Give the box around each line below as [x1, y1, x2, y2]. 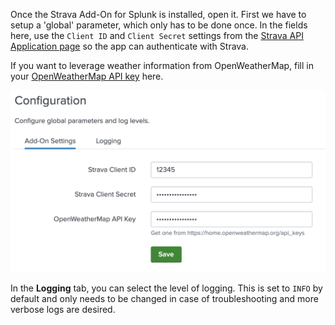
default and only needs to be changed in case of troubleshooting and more [10, 293, 319, 305]
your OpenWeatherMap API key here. [10, 70, 164, 82]
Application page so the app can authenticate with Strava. [10, 40, 250, 52]
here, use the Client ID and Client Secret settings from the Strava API [10, 30, 304, 41]
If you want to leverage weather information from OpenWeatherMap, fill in [10, 60, 315, 71]
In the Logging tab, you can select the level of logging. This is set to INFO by [10, 282, 323, 294]
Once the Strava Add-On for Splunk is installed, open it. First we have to [10, 9, 307, 20]
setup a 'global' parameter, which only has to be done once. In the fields [10, 19, 308, 31]
